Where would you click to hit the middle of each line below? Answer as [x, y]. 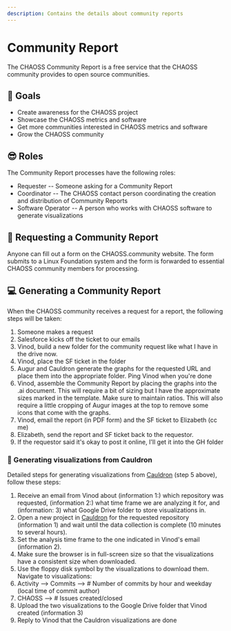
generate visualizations [50, 215]
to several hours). [42, 532]
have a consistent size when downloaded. [77, 562]
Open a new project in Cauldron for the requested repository [103, 518]
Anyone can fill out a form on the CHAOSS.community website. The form [110, 254]
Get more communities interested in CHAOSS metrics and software [112, 127]
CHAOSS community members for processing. [73, 269]
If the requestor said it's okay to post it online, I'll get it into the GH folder [120, 442]
